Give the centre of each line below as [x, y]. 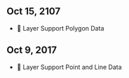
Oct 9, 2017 [32, 50]
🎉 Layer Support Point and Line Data [69, 67]
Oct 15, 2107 [34, 11]
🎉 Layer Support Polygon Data [60, 28]
